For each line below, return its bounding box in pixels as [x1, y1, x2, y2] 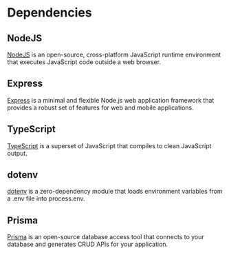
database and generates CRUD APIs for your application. [7, 240, 168, 249]
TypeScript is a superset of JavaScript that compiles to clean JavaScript [7, 141, 212, 150]
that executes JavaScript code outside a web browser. [7, 58, 162, 66]
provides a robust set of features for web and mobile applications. [7, 103, 194, 112]
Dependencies [7, 5, 92, 21]
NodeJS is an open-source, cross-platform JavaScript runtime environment [7, 50, 221, 59]
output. [7, 149, 28, 157]
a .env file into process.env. [7, 194, 85, 203]
